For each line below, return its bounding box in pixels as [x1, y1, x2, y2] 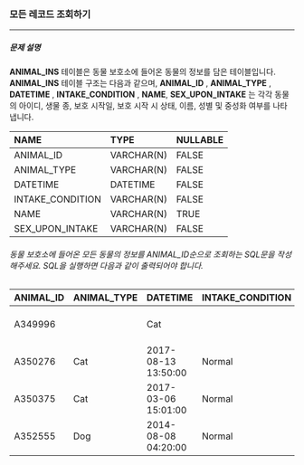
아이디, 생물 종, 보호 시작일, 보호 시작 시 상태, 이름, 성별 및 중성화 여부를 [18, 100, 271, 111]
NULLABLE [176, 134, 224, 147]
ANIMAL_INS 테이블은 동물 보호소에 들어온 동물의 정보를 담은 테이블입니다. [9, 66, 276, 78]
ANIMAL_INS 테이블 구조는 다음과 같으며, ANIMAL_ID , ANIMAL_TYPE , [9, 78, 271, 89]
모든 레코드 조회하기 [9, 7, 91, 20]
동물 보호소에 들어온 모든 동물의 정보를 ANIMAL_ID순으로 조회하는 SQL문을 [9, 249, 275, 260]
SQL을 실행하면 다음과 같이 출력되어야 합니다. [43, 260, 204, 270]
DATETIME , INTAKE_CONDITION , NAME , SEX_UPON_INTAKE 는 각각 [9, 89, 273, 100]
